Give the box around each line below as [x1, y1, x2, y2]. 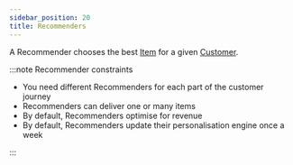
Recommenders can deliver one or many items [22, 100, 197, 111]
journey [22, 91, 51, 102]
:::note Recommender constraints [9, 64, 133, 75]
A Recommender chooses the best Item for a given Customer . [9, 46, 239, 57]
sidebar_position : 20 [9, 13, 91, 23]
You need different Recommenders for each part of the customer [22, 81, 264, 92]
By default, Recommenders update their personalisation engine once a [22, 119, 285, 131]
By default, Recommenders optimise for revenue [22, 110, 203, 121]
